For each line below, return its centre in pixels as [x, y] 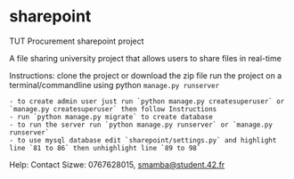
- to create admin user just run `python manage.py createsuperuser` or [147, 101]
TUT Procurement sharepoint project [77, 41]
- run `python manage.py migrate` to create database [111, 117]
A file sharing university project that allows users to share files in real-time [146, 58]
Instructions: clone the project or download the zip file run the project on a [146, 75]
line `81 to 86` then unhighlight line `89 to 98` [105, 148]
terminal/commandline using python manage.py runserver [114, 85]
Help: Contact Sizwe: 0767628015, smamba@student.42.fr [117, 164]
